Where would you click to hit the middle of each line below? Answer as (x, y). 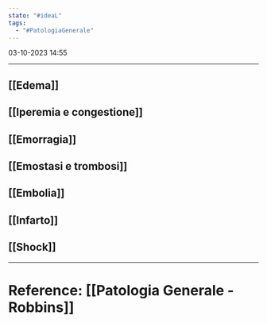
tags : (17, 23)
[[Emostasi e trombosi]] (68, 166)
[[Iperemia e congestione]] (75, 112)
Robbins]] (41, 307)
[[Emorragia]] (43, 139)
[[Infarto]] (33, 220)
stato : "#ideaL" (35, 15)
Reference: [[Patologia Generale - (121, 290)
